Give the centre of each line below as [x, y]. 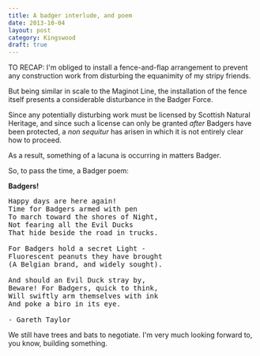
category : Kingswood [42, 38]
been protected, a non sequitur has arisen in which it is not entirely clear [126, 132]
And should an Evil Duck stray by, [77, 280]
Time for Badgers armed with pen [73, 209]
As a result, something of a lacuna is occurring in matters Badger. [115, 156]
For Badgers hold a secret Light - [77, 249]
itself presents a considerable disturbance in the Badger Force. [111, 100]
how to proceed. [35, 140]
